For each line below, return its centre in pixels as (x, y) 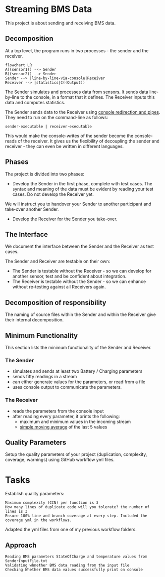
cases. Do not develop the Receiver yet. (53, 194)
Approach (21, 545)
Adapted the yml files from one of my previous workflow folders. (71, 530)
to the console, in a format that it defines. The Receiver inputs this (88, 97)
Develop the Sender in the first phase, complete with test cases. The (82, 183)
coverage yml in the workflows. (38, 520)
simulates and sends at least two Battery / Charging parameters (77, 371)
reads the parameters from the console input (58, 411)
